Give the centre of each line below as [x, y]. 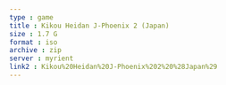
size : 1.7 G [33, 34]
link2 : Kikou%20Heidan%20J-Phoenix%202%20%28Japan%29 [113, 67]
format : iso [33, 42]
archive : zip [36, 50]
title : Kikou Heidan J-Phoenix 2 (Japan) [89, 26]
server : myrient [42, 58]
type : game [31, 17]
